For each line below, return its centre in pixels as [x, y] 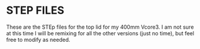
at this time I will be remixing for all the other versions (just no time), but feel [100, 33]
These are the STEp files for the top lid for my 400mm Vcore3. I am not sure [100, 27]
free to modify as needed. [38, 39]
